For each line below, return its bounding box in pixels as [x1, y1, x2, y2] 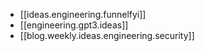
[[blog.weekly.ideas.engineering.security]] [19, 30, 195, 41]
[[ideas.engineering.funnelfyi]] [19, 9, 147, 20]
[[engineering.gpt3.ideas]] [19, 19, 129, 31]
